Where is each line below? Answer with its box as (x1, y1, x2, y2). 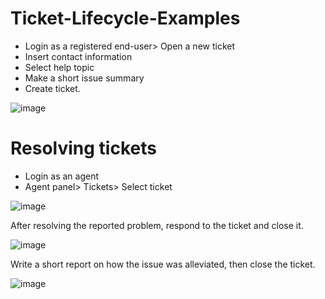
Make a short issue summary (24, 72, 145, 84)
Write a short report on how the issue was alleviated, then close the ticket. (10, 258, 316, 270)
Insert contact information (24, 50, 133, 62)
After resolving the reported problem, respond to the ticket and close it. (10, 219, 304, 231)
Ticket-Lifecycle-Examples (10, 7, 241, 30)
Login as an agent (24, 170, 100, 182)
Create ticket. (24, 82, 81, 94)
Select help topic (24, 61, 95, 73)
